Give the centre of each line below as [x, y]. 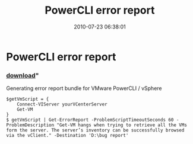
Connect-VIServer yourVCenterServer [62, 104]
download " [23, 75]
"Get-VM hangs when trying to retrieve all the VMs [122, 125]
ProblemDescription [30, 125]
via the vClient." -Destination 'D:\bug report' [67, 136]
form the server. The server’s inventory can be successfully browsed [95, 130]
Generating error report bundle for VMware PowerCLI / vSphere [84, 88]
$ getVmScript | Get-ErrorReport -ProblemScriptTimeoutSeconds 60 [90, 120]
